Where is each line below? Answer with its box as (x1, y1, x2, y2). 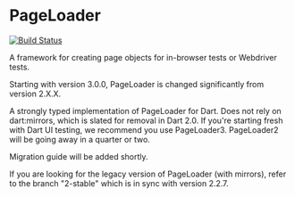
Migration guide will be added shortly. (9, 151, 149, 161)
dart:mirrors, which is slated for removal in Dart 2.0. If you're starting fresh (9, 115, 283, 126)
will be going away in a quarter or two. (9, 134, 150, 144)
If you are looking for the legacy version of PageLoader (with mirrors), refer (9, 168, 287, 179)
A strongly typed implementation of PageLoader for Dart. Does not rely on (9, 105, 282, 116)
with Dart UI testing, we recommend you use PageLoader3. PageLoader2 (9, 124, 279, 135)
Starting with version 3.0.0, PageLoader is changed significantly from (9, 78, 265, 89)
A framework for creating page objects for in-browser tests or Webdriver (9, 52, 277, 62)
